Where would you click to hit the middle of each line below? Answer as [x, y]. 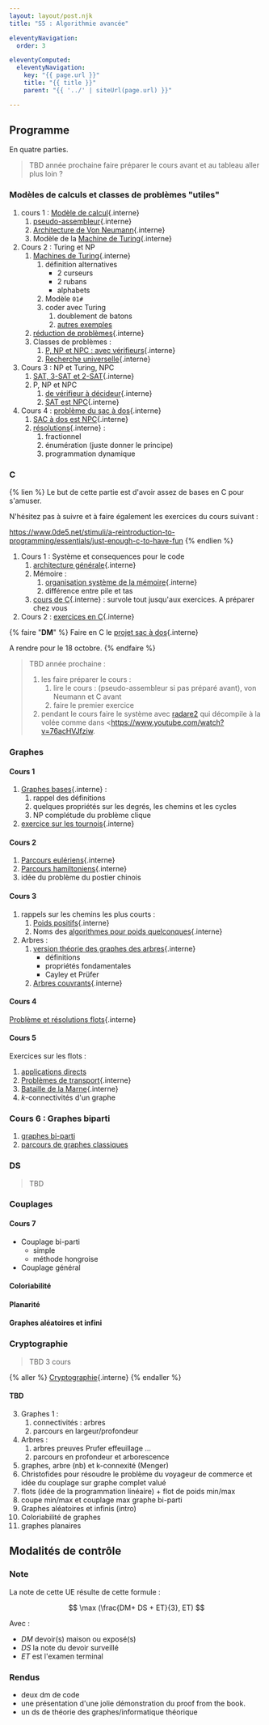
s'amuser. [25, 501]
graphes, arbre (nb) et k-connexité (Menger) [95, 1465]
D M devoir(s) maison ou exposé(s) [78, 1639]
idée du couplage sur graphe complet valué [93, 1482]
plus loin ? [46, 174]
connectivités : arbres [69, 1422]
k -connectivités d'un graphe [68, 1097]
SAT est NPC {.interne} [82, 402]
